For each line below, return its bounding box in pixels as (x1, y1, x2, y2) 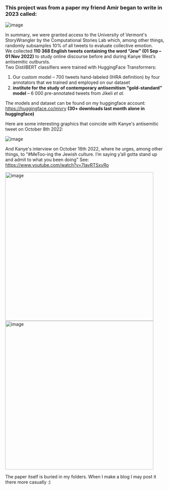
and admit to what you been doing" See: (5, 157, 90, 163)
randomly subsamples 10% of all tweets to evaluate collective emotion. (5, 43, 153, 49)
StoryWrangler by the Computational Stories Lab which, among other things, (5, 37, 164, 43)
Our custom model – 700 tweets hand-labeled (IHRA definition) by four (12, 74, 160, 80)
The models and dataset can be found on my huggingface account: (5, 100, 146, 106)
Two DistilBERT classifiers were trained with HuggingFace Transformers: (5, 64, 157, 70)
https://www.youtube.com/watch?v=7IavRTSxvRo (5, 162, 109, 168)
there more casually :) (5, 479, 51, 485)
